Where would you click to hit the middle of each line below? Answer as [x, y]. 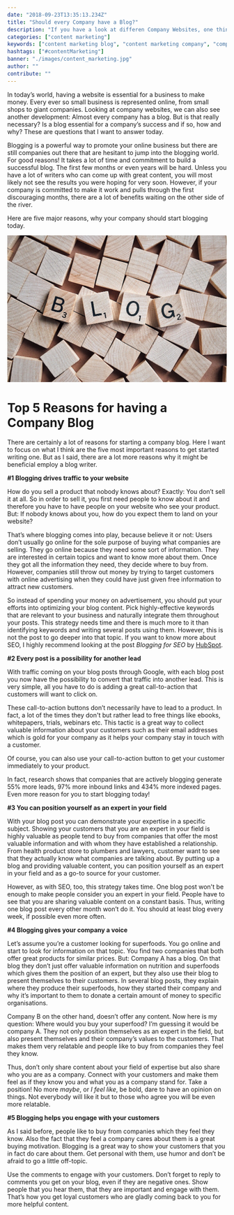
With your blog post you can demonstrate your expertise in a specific [107, 821]
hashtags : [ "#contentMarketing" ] [56, 52]
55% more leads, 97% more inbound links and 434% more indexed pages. [114, 787]
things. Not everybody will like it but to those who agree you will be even [111, 1096]
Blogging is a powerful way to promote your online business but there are [112, 145]
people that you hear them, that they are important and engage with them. [113, 1189]
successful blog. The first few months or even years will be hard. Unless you [117, 167]
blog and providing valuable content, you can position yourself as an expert [116, 866]
